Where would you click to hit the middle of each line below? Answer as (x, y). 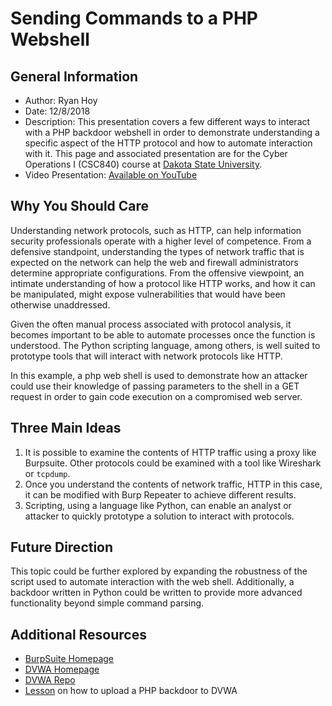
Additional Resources (78, 634)
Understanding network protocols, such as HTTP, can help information (156, 230)
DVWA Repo (50, 680)
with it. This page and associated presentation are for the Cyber (156, 153)
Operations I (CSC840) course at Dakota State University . (143, 164)
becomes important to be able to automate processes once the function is (163, 334)
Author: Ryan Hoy (61, 100)
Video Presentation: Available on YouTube (111, 175)
